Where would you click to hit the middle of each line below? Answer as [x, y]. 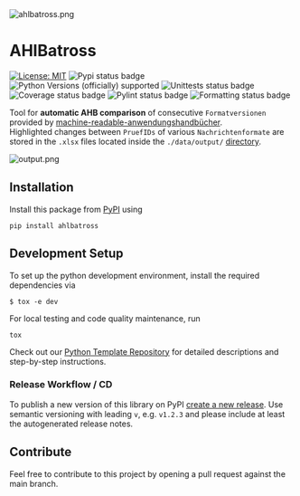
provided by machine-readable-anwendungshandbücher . [116, 122]
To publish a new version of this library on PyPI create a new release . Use [146, 404]
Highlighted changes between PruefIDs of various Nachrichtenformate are [147, 131]
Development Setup [66, 254]
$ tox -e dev [34, 301]
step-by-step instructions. [58, 361]
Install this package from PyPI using [76, 209]
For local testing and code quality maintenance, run [105, 318]
